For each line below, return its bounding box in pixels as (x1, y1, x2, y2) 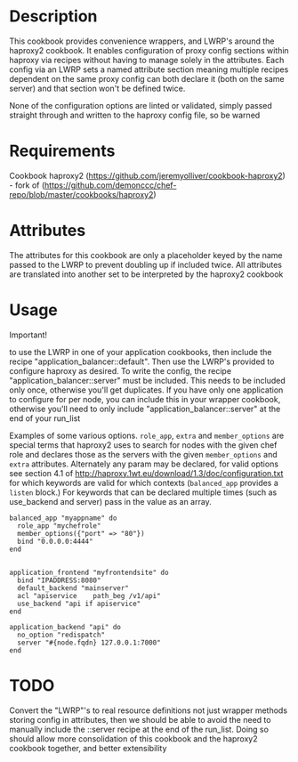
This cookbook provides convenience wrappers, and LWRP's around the (9, 36, 275, 46)
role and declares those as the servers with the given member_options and (9, 449, 278, 459)
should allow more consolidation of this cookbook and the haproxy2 (9, 733, 258, 744)
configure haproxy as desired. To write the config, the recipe (9, 365, 232, 376)
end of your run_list (9, 412, 81, 424)
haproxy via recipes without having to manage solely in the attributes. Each (9, 54, 285, 65)
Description (9, 6, 98, 27)
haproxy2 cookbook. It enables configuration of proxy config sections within (9, 45, 289, 55)
